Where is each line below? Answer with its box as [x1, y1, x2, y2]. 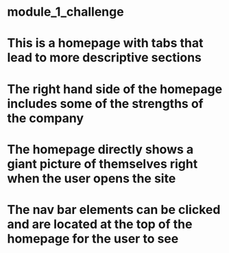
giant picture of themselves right [7, 156, 198, 172]
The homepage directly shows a [7, 142, 194, 157]
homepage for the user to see [7, 230, 179, 246]
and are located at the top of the [7, 216, 193, 232]
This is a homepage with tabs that [7, 36, 204, 51]
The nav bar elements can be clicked [7, 202, 221, 217]
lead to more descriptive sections [7, 50, 202, 66]
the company [7, 110, 84, 126]
